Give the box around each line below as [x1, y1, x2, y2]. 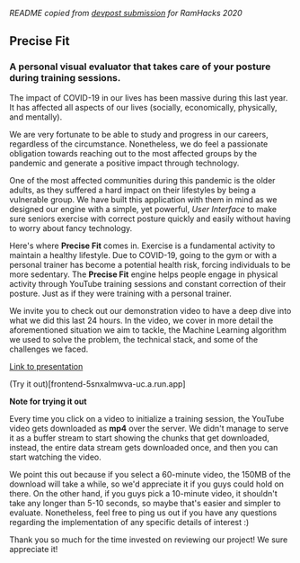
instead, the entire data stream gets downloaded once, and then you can [9, 442, 278, 452]
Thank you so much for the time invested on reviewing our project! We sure [9, 534, 288, 545]
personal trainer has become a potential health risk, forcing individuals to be [9, 259, 291, 270]
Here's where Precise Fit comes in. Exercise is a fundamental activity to [9, 240, 276, 251]
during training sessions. [9, 72, 121, 85]
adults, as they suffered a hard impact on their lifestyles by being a [9, 184, 256, 195]
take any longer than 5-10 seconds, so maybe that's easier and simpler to [9, 497, 281, 508]
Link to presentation [9, 361, 84, 371]
